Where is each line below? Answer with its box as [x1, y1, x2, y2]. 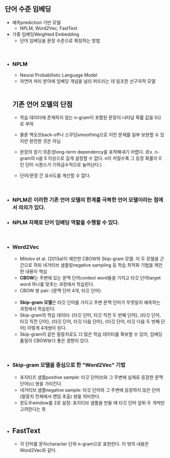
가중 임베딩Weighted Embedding [12, 31, 79, 37]
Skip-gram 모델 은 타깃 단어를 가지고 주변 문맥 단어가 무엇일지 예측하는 [19, 299, 161, 306]
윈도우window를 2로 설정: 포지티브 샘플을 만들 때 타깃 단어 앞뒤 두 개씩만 [19, 399, 165, 405]
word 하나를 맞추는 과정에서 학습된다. [19, 281, 95, 287]
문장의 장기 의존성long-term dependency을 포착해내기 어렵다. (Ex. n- [19, 148, 160, 155]
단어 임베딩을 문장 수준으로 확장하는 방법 [19, 37, 100, 43]
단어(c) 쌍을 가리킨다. [19, 380, 63, 387]
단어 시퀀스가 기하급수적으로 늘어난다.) [25, 161, 102, 167]
